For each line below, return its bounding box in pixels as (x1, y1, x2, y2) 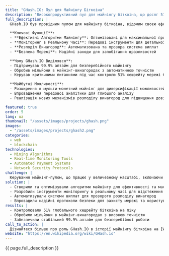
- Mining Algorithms (10, 152, 53, 157)
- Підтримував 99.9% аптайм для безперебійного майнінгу (10, 63, 132, 68)
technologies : (5, 147, 35, 152)
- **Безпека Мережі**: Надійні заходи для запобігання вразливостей (10, 49, 156, 54)
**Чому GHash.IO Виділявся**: (10, 58, 73, 63)
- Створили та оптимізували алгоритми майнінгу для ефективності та (10, 184, 156, 189)
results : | (5, 203, 28, 208)
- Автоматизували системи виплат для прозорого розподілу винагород (10, 194, 156, 199)
